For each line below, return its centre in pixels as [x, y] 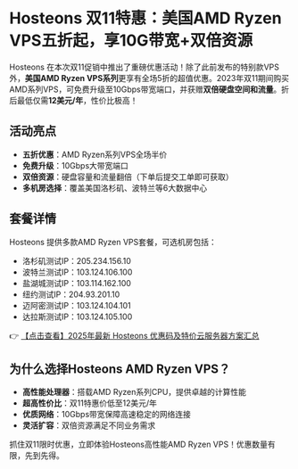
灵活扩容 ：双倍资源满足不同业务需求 [89, 425]
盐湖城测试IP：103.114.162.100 [77, 283]
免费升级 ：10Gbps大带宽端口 [75, 165]
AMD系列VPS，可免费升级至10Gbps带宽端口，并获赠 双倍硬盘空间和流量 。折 [149, 89]
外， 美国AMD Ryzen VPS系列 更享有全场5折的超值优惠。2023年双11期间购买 [149, 78]
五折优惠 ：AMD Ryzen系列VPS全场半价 [95, 154]
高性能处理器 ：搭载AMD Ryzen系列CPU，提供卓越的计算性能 [134, 392]
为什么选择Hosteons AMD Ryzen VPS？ [120, 369]
